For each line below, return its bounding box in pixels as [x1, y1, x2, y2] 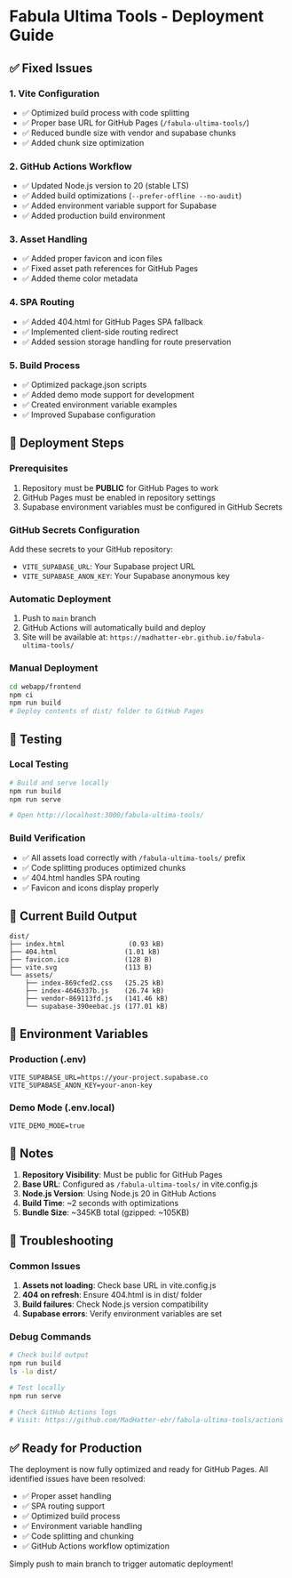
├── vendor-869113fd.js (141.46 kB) [25, 994, 169, 1003]
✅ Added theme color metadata [21, 273, 138, 284]
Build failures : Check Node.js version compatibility [21, 1299, 209, 1309]
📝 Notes [9, 1146, 54, 1161]
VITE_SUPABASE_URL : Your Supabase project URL [21, 561, 196, 572]
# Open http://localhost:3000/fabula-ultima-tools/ [9, 811, 204, 820]
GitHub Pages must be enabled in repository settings [21, 492, 216, 503]
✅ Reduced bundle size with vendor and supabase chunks [21, 127, 237, 138]
